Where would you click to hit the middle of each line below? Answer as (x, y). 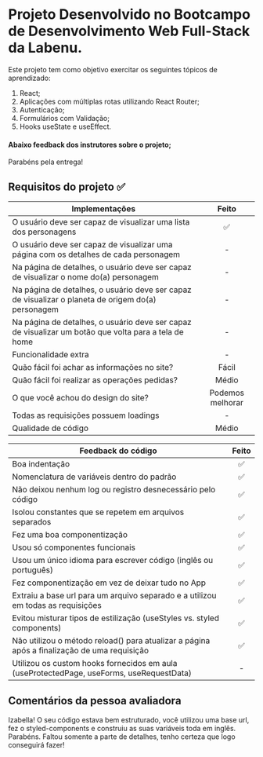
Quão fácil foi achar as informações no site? (93, 367)
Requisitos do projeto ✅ (67, 187)
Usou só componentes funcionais (74, 547)
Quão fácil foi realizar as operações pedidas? (95, 380)
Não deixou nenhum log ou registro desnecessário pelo (114, 489)
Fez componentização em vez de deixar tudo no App (109, 583)
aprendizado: (29, 78)
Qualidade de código (50, 428)
